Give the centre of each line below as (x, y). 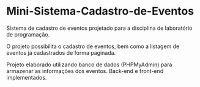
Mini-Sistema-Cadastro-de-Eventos (100, 11)
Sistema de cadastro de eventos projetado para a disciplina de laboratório (99, 28)
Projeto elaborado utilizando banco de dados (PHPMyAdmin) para (89, 64)
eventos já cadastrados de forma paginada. (61, 52)
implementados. (27, 77)
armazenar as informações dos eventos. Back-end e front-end (85, 71)
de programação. (28, 34)
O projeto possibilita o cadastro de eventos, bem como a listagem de (93, 46)
